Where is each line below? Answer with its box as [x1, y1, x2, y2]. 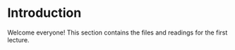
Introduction [7, 5, 82, 21]
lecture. [7, 35, 30, 44]
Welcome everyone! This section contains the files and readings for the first [7, 28, 228, 37]
